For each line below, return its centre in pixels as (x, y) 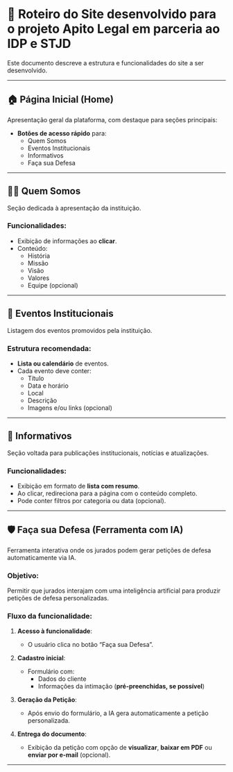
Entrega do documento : (52, 734)
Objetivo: (23, 575)
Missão (38, 263)
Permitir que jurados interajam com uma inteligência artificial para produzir (114, 591)
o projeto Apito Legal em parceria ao (114, 29)
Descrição (42, 400)
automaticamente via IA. (42, 557)
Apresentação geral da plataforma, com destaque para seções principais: (112, 120)
